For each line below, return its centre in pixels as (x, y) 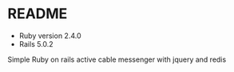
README (38, 14)
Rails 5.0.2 (36, 44)
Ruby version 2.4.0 (50, 36)
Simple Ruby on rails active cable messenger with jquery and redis (117, 59)
